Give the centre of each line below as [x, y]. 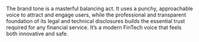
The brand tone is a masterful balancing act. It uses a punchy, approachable [100, 9]
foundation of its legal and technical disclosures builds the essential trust [96, 21]
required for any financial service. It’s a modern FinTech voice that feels [94, 27]
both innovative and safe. [37, 34]
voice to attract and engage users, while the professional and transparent [96, 15]
